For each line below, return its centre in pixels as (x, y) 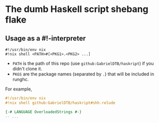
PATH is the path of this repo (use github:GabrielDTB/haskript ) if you (83, 63)
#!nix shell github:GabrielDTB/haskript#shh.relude (60, 103)
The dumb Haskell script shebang (77, 9)
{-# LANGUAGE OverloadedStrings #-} (43, 112)
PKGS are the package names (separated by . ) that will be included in (83, 74)
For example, (19, 89)
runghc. (21, 79)
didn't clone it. (27, 69)
